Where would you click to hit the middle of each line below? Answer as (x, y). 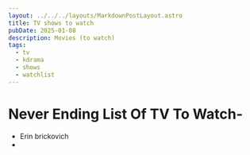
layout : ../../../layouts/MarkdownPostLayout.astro (95, 15)
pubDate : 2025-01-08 (42, 30)
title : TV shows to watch (51, 23)
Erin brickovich (44, 136)
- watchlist (35, 75)
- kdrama (30, 60)
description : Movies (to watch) (62, 38)
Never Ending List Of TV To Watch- (126, 114)
